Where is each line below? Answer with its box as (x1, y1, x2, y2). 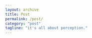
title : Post (5, 12, 30, 17)
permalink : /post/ (5, 16, 43, 21)
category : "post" (5, 21, 41, 26)
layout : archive (5, 7, 39, 12)
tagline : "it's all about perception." (5, 26, 88, 31)
